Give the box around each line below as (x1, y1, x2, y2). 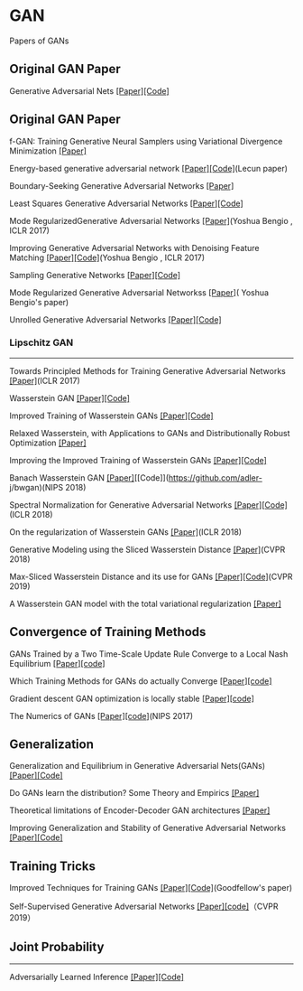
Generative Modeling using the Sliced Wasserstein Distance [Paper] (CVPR (9, 544, 286, 555)
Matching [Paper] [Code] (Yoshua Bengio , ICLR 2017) (9, 252, 206, 263)
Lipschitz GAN (9, 336, 74, 349)
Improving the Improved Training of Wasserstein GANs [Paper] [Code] (9, 454, 268, 465)
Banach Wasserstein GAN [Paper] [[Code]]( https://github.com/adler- (9, 472, 263, 483)
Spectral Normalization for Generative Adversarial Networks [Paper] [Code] (9, 499, 289, 510)
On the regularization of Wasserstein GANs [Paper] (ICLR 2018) (9, 526, 242, 538)
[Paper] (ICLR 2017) (9, 375, 81, 386)
